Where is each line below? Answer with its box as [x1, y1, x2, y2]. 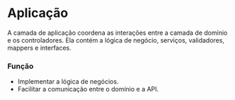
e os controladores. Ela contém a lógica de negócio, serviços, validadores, [7, 35, 225, 44]
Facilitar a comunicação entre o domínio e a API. [17, 85, 159, 94]
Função [7, 61, 34, 71]
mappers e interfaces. [7, 43, 72, 52]
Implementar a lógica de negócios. [17, 77, 119, 86]
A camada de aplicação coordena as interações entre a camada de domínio [7, 28, 228, 37]
